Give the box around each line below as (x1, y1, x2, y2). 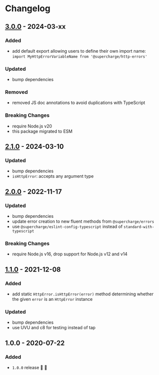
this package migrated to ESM (12, 128, 73, 134)
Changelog (5, 3, 51, 14)
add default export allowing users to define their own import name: (12, 48, 146, 54)
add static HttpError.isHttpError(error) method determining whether (12, 291, 154, 297)
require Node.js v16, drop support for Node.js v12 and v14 (12, 251, 128, 257)
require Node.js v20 (12, 123, 53, 129)
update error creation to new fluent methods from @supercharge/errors (12, 218, 155, 225)
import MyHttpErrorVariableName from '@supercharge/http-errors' (12, 54, 147, 59)
